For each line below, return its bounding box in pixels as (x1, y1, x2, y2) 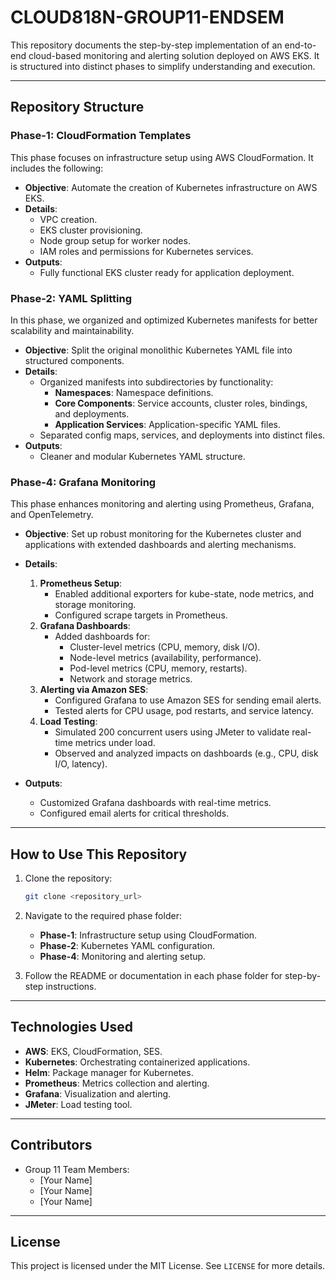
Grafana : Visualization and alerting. (24, 1087, 172, 1100)
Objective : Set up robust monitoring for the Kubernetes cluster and (24, 528, 302, 540)
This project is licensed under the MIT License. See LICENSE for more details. (10, 1260, 326, 1272)
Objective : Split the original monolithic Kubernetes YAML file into (24, 344, 293, 356)
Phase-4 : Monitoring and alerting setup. (39, 950, 207, 962)
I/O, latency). (54, 758, 108, 770)
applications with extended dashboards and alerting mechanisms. (24, 539, 297, 551)
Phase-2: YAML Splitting (10, 291, 133, 305)
